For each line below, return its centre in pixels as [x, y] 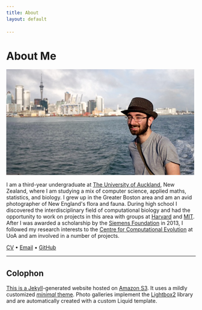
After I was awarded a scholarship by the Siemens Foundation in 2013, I [95, 223]
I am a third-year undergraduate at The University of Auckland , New [90, 185]
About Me [31, 56]
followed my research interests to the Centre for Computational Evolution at [100, 229]
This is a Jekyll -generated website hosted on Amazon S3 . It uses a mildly [97, 288]
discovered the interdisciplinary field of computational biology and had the [98, 210]
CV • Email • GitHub [31, 247]
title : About [23, 13]
